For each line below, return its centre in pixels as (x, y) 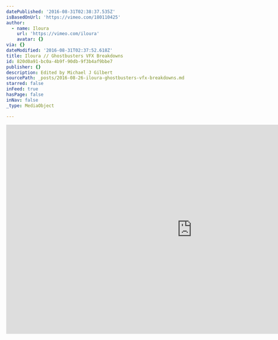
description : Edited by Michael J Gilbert (59, 73)
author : (16, 23)
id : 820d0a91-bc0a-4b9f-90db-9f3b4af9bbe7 (59, 61)
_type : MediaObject (30, 106)
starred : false (25, 84)
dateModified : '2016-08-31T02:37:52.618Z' (59, 51)
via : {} (16, 45)
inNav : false (22, 100)
